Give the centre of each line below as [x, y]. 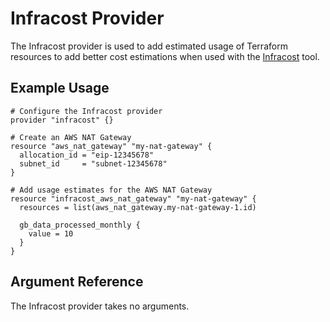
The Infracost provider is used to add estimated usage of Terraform [149, 46]
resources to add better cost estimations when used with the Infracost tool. [165, 56]
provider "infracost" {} [62, 120]
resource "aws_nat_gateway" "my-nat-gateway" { [111, 146]
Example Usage [60, 88]
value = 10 [51, 233]
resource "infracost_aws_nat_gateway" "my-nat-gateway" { [133, 198]
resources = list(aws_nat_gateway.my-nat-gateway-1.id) [138, 207]
